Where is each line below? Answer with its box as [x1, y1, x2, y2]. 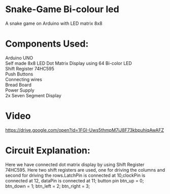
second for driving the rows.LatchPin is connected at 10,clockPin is [5, 172, 146, 178]
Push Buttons [5, 71, 33, 77]
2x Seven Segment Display [5, 92, 62, 98]
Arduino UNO [5, 55, 33, 61]
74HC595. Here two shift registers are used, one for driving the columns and [5, 167, 165, 173]
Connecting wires [5, 76, 42, 82]
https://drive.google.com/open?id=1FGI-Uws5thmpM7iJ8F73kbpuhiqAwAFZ [5, 127, 164, 133]
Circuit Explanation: [5, 145, 90, 156]
